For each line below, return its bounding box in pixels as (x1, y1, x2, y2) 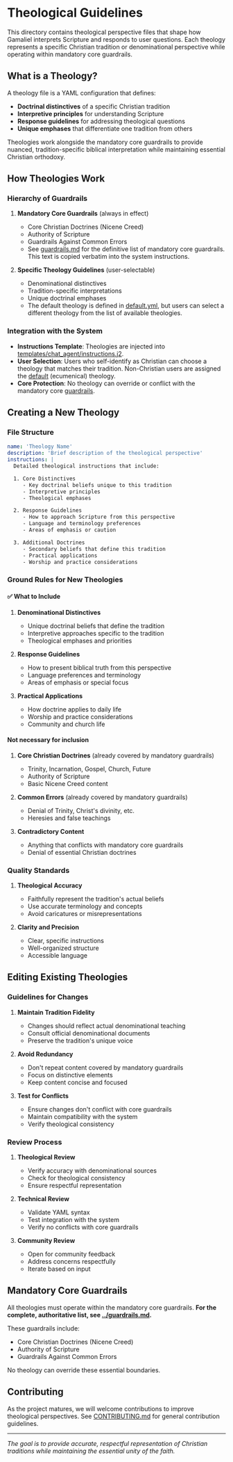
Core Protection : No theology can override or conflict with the (17, 379, 196, 387)
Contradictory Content (17, 827, 85, 835)
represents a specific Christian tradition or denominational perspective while (7, 42, 225, 51)
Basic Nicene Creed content (27, 779, 109, 787)
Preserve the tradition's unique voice (27, 1036, 133, 1045)
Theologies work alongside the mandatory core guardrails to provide (7, 138, 203, 146)
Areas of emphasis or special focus (27, 678, 129, 686)
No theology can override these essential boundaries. (7, 1365, 161, 1374)
